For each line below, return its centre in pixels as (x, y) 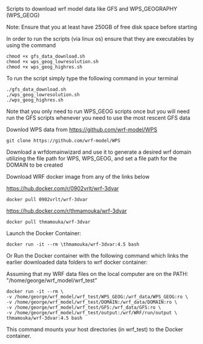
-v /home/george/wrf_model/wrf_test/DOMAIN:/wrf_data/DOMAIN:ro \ (92, 302)
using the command (31, 45)
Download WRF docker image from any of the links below (78, 177)
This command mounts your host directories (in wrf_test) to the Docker (95, 329)
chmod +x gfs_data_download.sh (46, 57)
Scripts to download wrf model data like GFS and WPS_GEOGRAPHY (92, 9)
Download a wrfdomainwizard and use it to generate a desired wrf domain (99, 152)
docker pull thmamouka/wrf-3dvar (48, 222)
